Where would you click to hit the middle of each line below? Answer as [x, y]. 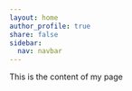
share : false [34, 34]
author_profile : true [50, 26]
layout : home [34, 18]
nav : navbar [40, 51]
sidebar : [26, 43]
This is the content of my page [66, 77]
